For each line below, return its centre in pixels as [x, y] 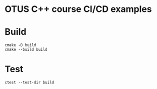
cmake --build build [26, 50]
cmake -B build [20, 45]
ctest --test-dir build [29, 83]
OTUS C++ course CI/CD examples [78, 9]
